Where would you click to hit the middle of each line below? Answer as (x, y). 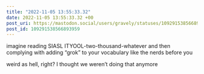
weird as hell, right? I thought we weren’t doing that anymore (82, 64)
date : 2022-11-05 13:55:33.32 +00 (50, 18)
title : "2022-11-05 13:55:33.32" (49, 12)
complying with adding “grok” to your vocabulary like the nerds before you (100, 53)
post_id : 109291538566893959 (43, 29)
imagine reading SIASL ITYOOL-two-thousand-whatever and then (88, 46)
